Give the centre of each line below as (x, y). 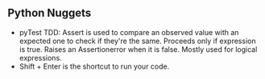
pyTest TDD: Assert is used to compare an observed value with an (129, 32)
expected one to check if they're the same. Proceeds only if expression (137, 41)
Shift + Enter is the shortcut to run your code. (94, 66)
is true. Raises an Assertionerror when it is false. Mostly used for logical (138, 49)
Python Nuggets (50, 13)
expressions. (40, 57)
